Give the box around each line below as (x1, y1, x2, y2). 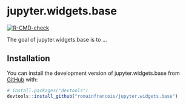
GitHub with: (7, 75, 38, 83)
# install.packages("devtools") (7, 87, 88, 94)
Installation (7, 53, 50, 64)
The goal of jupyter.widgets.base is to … (7, 36, 107, 43)
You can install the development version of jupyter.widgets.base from (7, 69, 181, 77)
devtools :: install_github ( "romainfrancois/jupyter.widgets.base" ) (7, 93, 178, 99)
